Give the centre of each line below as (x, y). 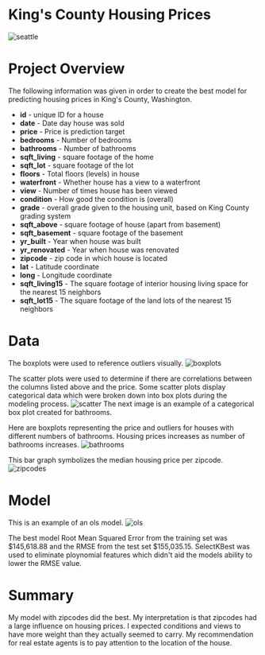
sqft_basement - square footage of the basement (102, 233)
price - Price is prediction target (72, 131)
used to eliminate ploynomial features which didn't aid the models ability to (130, 555)
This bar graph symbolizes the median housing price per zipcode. (116, 459)
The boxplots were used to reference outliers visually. (96, 362)
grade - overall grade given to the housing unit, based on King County (134, 207)
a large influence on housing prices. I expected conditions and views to (125, 626)
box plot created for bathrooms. (60, 412)
